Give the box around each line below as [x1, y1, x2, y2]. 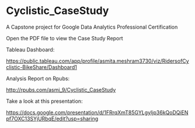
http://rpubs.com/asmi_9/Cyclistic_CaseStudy [6, 86, 116, 93]
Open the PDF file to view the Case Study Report [6, 34, 124, 41]
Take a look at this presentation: [6, 98, 83, 105]
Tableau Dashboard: [6, 46, 55, 53]
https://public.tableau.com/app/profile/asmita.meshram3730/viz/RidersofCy [6, 57, 189, 64]
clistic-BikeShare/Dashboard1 [6, 63, 77, 71]
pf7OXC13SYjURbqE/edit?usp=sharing [6, 115, 98, 122]
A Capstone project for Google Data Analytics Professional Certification [6, 23, 178, 30]
